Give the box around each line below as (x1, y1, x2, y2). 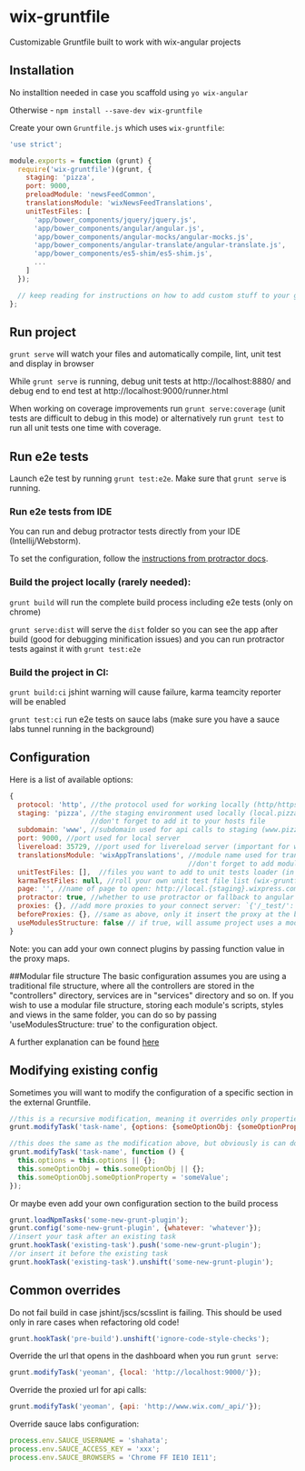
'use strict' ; (9, 139, 64, 149)
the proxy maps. (9, 953, 71, 964)
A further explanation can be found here (9, 1036, 160, 1047)
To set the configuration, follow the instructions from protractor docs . (9, 553, 269, 565)
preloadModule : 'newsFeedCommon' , (25, 190, 156, 199)
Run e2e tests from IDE (9, 505, 113, 518)
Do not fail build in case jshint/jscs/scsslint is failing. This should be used (9, 1306, 282, 1317)
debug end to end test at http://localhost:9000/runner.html (9, 385, 229, 396)
